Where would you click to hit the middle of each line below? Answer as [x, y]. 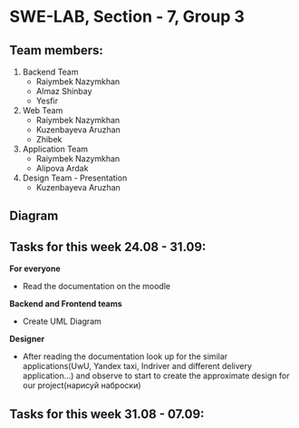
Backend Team [50, 72]
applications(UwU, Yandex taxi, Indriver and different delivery [137, 366]
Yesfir [47, 101]
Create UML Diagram [62, 321]
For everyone [35, 268]
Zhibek [49, 139]
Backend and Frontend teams [66, 304]
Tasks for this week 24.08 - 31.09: [108, 247]
